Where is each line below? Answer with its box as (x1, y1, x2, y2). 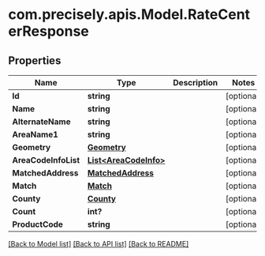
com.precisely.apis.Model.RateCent (8, 6, 251, 24)
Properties (8, 54, 62, 67)
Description (173, 77, 218, 88)
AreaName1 (12, 129, 59, 140)
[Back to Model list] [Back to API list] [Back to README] (8, 239, 189, 248)
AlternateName (12, 116, 71, 127)
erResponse (8, 22, 89, 40)
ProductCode (12, 219, 63, 230)
